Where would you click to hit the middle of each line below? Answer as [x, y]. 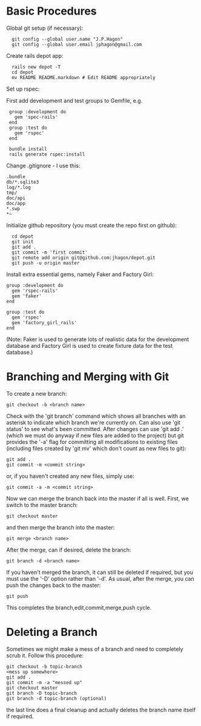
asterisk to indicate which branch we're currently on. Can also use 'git [93, 422]
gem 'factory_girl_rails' [44, 323]
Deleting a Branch [52, 632]
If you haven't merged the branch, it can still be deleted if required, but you [100, 572]
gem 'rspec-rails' [35, 291]
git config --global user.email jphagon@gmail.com [77, 44]
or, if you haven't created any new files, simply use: [71, 476]
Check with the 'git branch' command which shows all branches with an [96, 416]
